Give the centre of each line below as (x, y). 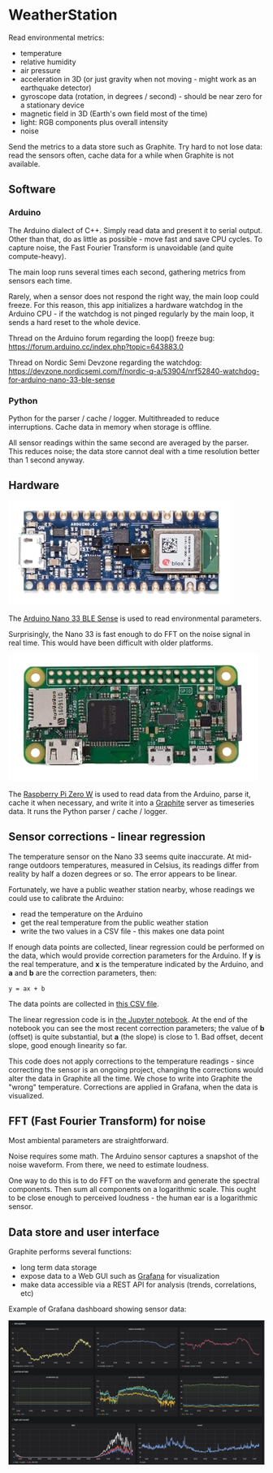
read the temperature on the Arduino (82, 914)
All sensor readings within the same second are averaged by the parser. (129, 442)
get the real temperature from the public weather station (114, 922)
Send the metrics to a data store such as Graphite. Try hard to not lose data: (135, 146)
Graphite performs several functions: (70, 1252)
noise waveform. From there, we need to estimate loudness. (109, 1165)
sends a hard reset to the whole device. (74, 322)
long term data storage (58, 1267)
